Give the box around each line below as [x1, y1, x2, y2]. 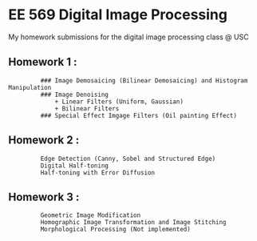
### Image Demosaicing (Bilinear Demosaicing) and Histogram [40, 76, 248, 85]
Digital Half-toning [40, 162, 109, 170]
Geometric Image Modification [40, 211, 141, 219]
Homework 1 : [8, 55, 77, 69]
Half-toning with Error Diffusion [40, 168, 156, 177]
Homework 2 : [8, 134, 80, 147]
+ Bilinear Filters [54, 104, 120, 113]
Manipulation [8, 83, 52, 91]
